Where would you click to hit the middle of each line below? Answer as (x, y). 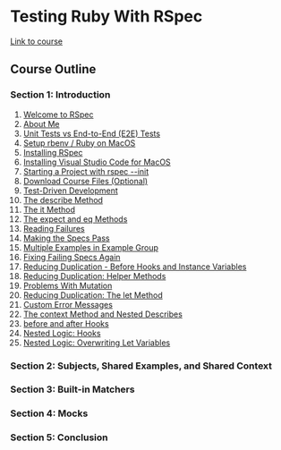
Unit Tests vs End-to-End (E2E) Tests (91, 133)
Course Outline (53, 69)
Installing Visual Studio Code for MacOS (97, 162)
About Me (42, 123)
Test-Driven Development (71, 191)
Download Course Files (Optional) (85, 181)
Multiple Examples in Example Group (91, 247)
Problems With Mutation (68, 285)
